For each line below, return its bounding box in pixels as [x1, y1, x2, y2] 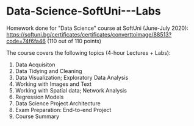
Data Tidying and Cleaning [15, 67, 82, 74]
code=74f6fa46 [6, 37, 46, 44]
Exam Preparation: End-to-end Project [15, 106, 112, 113]
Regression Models [15, 93, 64, 100]
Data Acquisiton [15, 61, 56, 68]
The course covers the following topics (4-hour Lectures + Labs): [6, 49, 171, 56]
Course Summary [15, 113, 60, 120]
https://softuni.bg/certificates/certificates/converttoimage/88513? [6, 30, 172, 38]
